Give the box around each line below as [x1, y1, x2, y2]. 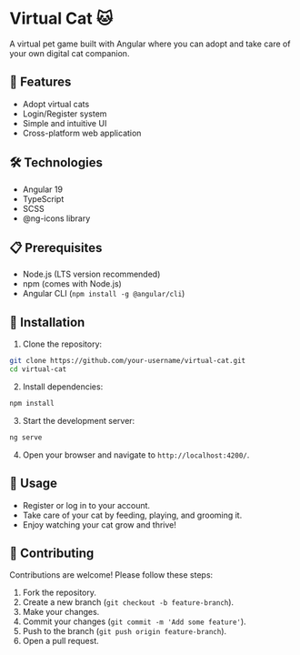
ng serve [9, 432, 43, 442]
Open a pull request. [22, 636, 100, 647]
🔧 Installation [9, 314, 85, 330]
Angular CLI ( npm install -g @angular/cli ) [22, 288, 185, 299]
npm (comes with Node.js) [22, 278, 123, 289]
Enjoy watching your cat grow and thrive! [22, 519, 177, 530]
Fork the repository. [22, 587, 97, 599]
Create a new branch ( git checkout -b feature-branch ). [22, 597, 235, 608]
